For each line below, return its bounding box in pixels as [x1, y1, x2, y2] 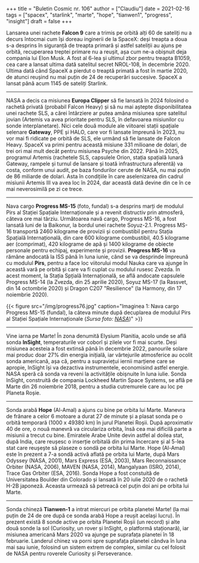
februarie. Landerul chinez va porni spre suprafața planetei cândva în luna [6, 537, 187, 544]
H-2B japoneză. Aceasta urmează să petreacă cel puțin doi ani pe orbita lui [6, 482, 190, 489]
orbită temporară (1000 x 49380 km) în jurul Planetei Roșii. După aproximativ [6, 419, 193, 426]
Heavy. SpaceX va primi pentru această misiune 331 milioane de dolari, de [6, 141, 187, 148]
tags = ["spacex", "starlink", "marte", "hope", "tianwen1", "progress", [6, 11, 173, 18]
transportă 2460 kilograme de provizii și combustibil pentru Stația [12, 228, 173, 234]
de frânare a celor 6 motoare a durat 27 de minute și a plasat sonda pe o [6, 413, 183, 420]
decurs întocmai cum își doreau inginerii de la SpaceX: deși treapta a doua [6, 36, 188, 42]
